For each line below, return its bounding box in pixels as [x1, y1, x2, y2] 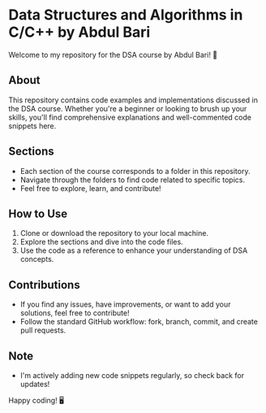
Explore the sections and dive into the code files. [19, 237, 184, 247]
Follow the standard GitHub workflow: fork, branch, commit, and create [19, 317, 258, 327]
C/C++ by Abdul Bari [8, 23, 151, 41]
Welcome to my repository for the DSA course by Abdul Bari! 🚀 [8, 50, 218, 59]
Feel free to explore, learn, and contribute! [19, 183, 161, 193]
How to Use [8, 206, 68, 220]
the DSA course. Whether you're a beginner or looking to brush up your [8, 103, 247, 113]
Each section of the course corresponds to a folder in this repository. [19, 166, 251, 176]
